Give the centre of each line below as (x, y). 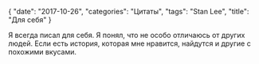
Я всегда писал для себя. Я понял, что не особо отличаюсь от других (127, 35)
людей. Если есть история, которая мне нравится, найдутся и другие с (129, 43)
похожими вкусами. (43, 52)
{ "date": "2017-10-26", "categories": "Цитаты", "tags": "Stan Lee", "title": (129, 11)
